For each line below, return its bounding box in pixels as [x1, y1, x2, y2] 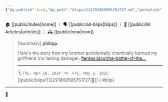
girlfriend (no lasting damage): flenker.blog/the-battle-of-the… [17, 55, 146, 61]
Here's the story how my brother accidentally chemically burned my [17, 50, 157, 56]
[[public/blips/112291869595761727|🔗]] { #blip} [17, 77, 114, 83]
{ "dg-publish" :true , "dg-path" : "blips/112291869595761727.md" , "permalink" [5, 7, 162, 12]
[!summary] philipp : [17, 40, 59, 46]
